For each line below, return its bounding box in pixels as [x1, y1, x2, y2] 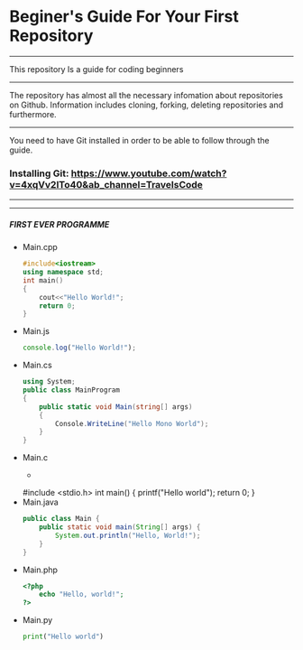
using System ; [22, 377, 76, 386]
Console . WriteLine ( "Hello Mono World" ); [55, 419, 209, 428]
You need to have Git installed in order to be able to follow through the [9, 135, 270, 145]
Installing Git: [9, 167, 69, 180]
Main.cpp [22, 242, 59, 253]
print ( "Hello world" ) [22, 632, 105, 642]
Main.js [22, 326, 50, 337]
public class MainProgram [22, 385, 120, 395]
